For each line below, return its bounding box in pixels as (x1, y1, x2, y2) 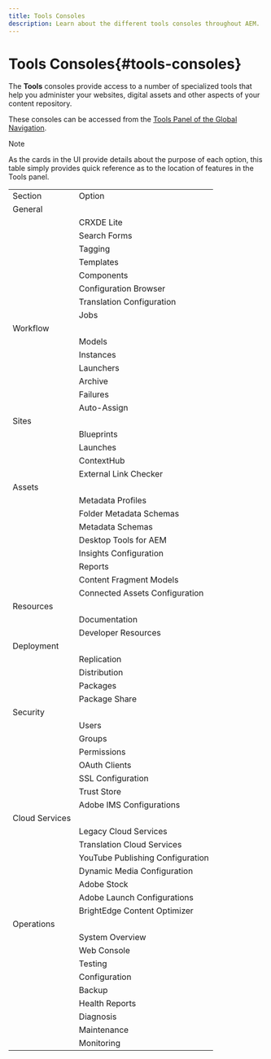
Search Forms (78, 230, 133, 241)
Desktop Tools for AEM (78, 534, 167, 546)
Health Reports (78, 998, 137, 1009)
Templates (78, 257, 120, 268)
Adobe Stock (78, 879, 129, 890)
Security (12, 706, 45, 718)
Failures (78, 389, 110, 400)
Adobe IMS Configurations (78, 799, 181, 811)
